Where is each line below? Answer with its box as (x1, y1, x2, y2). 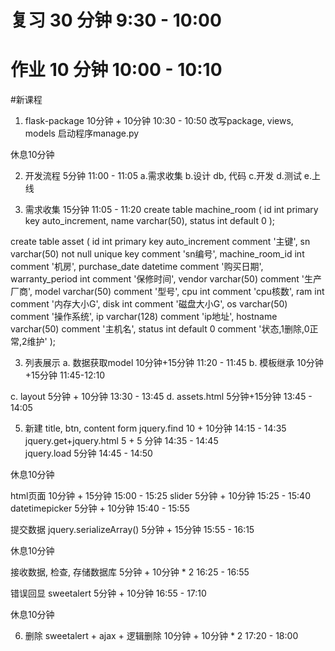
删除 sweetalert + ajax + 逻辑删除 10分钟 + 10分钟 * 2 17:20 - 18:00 (24, 630, 299, 642)
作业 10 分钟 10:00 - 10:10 (10, 59, 223, 81)
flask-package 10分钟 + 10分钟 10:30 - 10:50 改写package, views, (24, 115, 294, 127)
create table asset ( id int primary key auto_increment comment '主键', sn (10, 236, 311, 248)
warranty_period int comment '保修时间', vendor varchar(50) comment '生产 (10, 273, 323, 285)
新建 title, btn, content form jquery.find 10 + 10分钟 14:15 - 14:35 (24, 422, 287, 435)
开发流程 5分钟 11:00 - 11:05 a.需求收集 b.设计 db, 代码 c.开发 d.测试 (24, 170, 302, 182)
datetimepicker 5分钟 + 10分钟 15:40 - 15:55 (10, 502, 190, 515)
